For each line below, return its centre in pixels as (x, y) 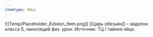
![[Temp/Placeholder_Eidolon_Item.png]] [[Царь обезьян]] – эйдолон (76, 24)
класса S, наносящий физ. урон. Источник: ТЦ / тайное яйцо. (70, 29)
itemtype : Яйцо (21, 10)
